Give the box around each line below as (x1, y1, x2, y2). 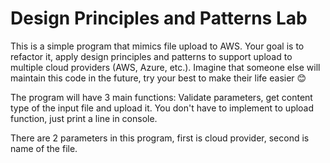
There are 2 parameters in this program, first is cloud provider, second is (10, 132, 310, 144)
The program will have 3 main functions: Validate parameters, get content (10, 91, 313, 103)
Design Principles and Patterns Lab (10, 7, 308, 30)
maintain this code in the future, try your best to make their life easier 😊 (10, 72, 307, 84)
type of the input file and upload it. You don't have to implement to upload (10, 102, 315, 114)
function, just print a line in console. (10, 112, 158, 124)
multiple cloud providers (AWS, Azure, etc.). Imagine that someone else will (10, 61, 321, 73)
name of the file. (10, 142, 78, 154)
